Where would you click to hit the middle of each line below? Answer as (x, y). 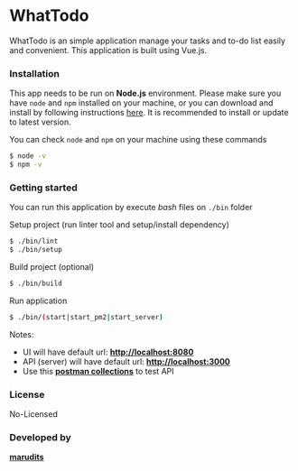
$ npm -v (26, 165)
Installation (35, 73)
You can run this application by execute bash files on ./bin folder (131, 208)
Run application (38, 300)
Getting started (44, 188)
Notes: (22, 334)
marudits (27, 457)
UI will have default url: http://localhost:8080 (108, 352)
